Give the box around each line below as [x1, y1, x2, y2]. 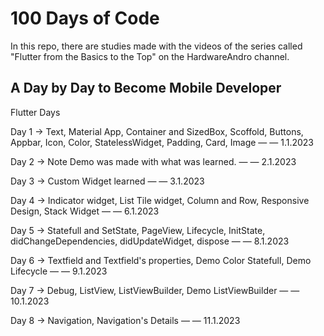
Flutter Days [10, 106, 61, 118]
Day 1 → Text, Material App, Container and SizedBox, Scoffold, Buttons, [10, 125, 304, 137]
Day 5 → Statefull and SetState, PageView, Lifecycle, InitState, [10, 224, 266, 236]
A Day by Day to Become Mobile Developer [10, 80, 282, 97]
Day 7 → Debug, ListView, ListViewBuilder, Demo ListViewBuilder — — [10, 284, 300, 296]
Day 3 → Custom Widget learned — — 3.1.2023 [10, 175, 205, 187]
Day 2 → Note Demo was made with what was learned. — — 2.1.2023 [10, 155, 297, 167]
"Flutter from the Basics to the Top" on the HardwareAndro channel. [10, 50, 290, 62]
